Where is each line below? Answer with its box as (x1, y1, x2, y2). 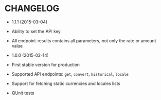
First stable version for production (11, 62, 80, 67)
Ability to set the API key (11, 28, 61, 34)
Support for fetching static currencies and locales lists (11, 81, 121, 86)
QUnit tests (11, 90, 35, 96)
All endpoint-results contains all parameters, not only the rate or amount (11, 37, 156, 44)
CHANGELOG (4, 3, 59, 14)
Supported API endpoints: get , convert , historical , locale (11, 71, 129, 77)
